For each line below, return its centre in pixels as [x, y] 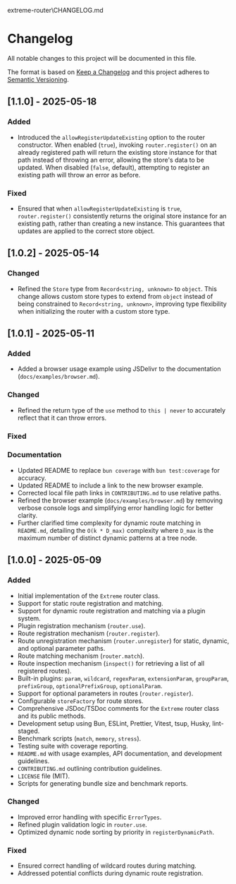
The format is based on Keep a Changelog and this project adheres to [108, 72]
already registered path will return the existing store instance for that [117, 152]
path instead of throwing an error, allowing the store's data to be [111, 160]
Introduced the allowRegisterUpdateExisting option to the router [111, 137]
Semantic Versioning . [38, 79]
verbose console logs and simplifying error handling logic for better [115, 507]
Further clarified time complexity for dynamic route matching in [109, 523]
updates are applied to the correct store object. [86, 231]
